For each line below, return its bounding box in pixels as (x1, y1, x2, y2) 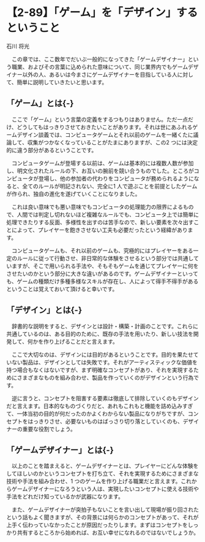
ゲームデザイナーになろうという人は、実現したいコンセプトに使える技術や (11, 486, 199, 493)
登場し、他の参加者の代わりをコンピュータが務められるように (38, 174, 194, 182)
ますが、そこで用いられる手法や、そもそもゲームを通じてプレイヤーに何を (11, 262, 199, 269)
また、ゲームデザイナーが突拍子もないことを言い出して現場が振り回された (11, 506, 199, 513)
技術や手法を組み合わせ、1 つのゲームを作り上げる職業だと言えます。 (6, 478, 181, 485)
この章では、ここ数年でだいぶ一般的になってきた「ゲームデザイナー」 (11, 55, 188, 63)
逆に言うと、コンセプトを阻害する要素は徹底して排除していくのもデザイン (11, 394, 199, 402)
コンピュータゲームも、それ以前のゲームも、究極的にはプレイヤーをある (11, 247, 193, 254)
